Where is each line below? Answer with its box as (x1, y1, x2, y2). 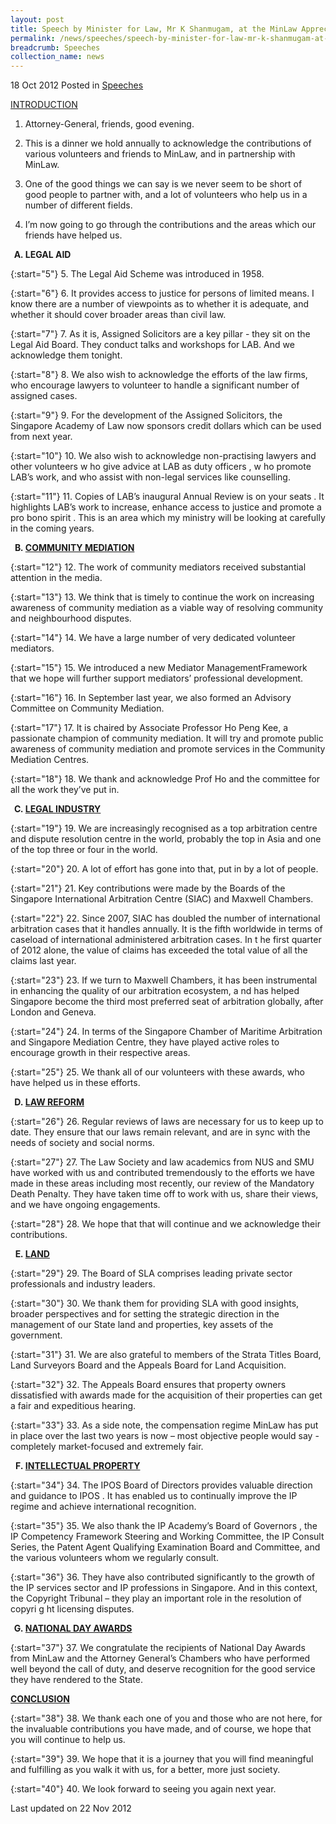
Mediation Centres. (10, 754, 90, 766)
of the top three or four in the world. (10, 844, 158, 856)
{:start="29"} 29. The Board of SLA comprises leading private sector (10, 1267, 293, 1280)
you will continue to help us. (10, 1734, 126, 1746)
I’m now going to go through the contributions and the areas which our (24, 219, 317, 231)
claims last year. (10, 955, 77, 967)
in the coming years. (10, 522, 95, 535)
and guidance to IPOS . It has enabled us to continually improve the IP (10, 1490, 298, 1502)
